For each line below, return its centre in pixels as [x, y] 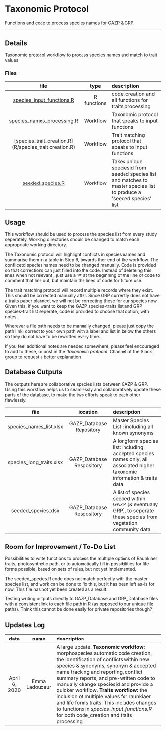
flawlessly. [16, 400]
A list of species [131, 492]
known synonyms [133, 433]
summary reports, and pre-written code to [106, 678]
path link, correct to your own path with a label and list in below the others [81, 331]
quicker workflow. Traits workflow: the [102, 690]
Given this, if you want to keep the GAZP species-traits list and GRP [74, 306]
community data [132, 529]
